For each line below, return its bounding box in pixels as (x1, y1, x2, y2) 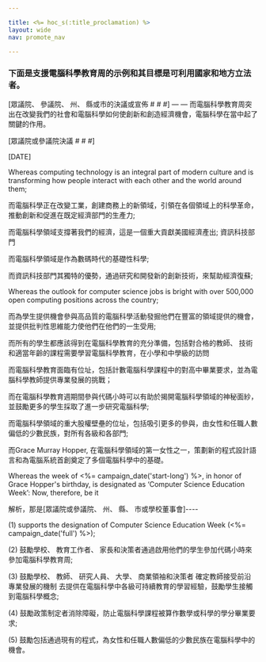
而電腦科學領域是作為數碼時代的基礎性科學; (8, 254, 150, 263)
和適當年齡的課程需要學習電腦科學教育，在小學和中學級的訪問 (8, 348, 210, 358)
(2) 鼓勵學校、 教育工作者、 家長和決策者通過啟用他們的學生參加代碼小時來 (8, 545, 253, 554)
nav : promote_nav (8, 33, 66, 41)
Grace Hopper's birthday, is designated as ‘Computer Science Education (8, 479, 245, 488)
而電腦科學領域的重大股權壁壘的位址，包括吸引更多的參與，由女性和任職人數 (8, 418, 258, 428)
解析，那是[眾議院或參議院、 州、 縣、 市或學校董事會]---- (8, 504, 199, 514)
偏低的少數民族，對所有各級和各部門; (8, 428, 129, 438)
